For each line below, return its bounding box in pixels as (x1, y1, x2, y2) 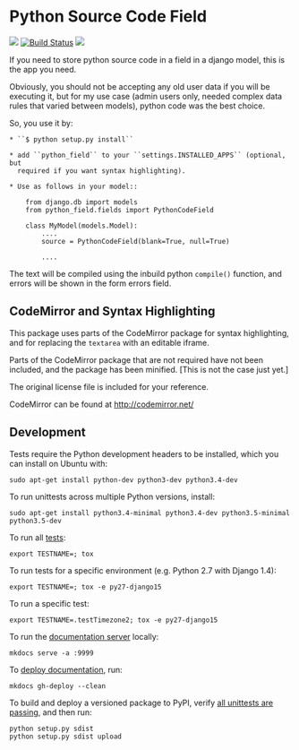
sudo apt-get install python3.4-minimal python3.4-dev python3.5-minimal (9, 508, 291, 517)
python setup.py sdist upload (9, 732, 123, 741)
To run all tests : (9, 531, 66, 543)
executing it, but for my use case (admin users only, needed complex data (9, 91, 283, 101)
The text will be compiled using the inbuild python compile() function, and (9, 268, 282, 279)
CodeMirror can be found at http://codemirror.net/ (9, 399, 194, 409)
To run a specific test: (9, 598, 90, 608)
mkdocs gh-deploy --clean (9, 681, 106, 691)
